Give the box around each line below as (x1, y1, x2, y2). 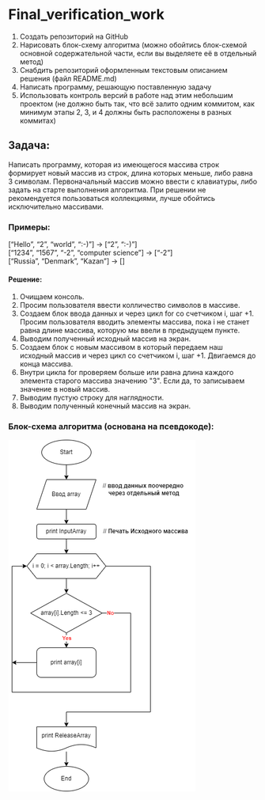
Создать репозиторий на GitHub (19, 32, 129, 41)
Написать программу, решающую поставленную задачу (19, 82, 212, 92)
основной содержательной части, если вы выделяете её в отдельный (19, 48, 257, 58)
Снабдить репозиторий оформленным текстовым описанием (19, 65, 228, 74)
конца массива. (19, 359, 74, 369)
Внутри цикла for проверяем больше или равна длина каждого (19, 368, 234, 377)
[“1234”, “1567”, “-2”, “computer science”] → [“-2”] (8, 248, 173, 258)
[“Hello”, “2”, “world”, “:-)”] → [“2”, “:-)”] (8, 240, 138, 249)
